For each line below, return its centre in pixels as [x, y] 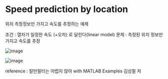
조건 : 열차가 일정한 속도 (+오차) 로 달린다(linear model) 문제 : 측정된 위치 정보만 [84, 34]
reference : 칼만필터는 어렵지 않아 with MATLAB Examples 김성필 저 [73, 71]
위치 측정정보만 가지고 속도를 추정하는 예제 [47, 24]
